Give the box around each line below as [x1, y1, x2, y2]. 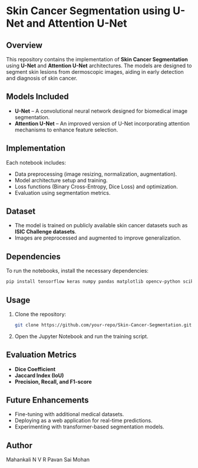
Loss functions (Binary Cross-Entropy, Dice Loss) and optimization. [14, 183, 178, 190]
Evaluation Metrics [6, 350, 77, 360]
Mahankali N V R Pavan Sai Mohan [6, 456, 90, 463]
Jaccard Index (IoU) [14, 372, 64, 379]
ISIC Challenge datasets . [14, 228, 77, 235]
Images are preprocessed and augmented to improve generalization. [14, 234, 181, 241]
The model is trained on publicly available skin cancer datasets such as [14, 222, 188, 229]
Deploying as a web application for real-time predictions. [14, 417, 153, 424]
